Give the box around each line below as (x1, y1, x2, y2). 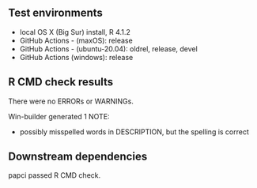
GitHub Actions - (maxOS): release (19, 36, 133, 45)
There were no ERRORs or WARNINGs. (8, 96, 134, 106)
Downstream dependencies (8, 150, 148, 164)
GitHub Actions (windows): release (19, 52, 134, 62)
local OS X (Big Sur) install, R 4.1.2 (19, 27, 130, 36)
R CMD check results (8, 75, 114, 89)
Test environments (8, 6, 103, 20)
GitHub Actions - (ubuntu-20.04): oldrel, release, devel (19, 43, 198, 54)
